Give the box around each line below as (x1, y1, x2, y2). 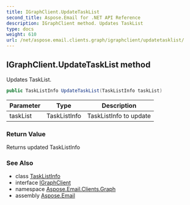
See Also (6, 159, 34, 167)
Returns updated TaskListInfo (6, 144, 81, 151)
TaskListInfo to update (87, 111, 152, 120)
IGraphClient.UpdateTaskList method (6, 60, 151, 70)
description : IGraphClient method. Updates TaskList (6, 20, 144, 26)
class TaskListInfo (15, 173, 61, 180)
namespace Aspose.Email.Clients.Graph (15, 186, 116, 193)
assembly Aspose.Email (15, 192, 75, 200)
